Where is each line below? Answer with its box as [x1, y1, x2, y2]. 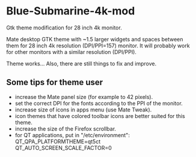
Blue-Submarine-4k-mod [6, 4, 135, 18]
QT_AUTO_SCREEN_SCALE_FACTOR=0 [14, 144, 112, 151]
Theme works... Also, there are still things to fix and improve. [6, 60, 157, 67]
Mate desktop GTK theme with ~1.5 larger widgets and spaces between [6, 35, 183, 43]
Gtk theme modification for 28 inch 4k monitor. [6, 24, 122, 31]
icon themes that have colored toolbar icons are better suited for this [14, 112, 185, 119]
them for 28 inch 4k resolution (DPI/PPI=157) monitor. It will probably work [6, 42, 191, 49]
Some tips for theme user [6, 77, 103, 87]
